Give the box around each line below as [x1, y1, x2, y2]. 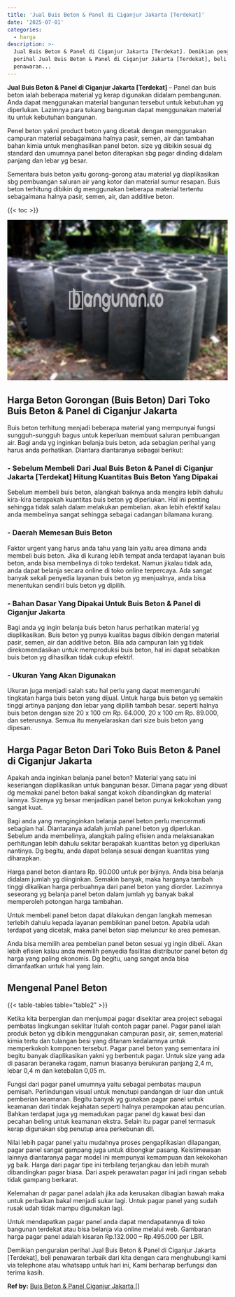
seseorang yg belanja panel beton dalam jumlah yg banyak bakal [7, 890, 194, 898]
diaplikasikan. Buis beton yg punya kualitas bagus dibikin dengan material [7, 631, 220, 639]
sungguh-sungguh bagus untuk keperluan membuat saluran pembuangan [7, 431, 220, 439]
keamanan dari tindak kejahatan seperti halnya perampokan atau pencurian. [7, 1102, 226, 1111]
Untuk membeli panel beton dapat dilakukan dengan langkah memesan [7, 911, 212, 919]
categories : [7, 26, 42, 33]
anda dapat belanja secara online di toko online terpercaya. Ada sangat [7, 566, 213, 575]
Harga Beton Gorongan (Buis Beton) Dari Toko [7, 394, 211, 406]
